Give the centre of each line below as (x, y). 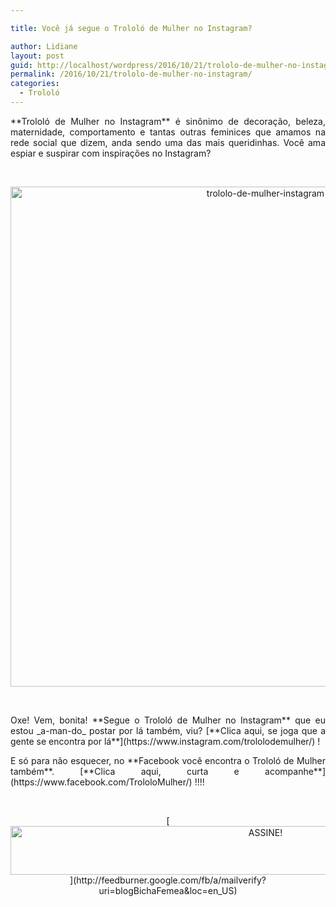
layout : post (37, 56)
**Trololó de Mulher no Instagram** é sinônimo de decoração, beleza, (168, 121)
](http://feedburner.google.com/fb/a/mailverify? (168, 880)
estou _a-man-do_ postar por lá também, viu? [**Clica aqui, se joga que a (168, 730)
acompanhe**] (295, 771)
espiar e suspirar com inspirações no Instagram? (111, 153)
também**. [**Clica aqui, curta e (125, 771)
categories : (35, 84)
